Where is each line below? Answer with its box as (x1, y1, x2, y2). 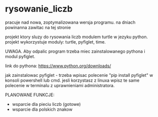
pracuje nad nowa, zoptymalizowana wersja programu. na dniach (5, 19, 136, 25)
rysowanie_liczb (5, 3, 73, 15)
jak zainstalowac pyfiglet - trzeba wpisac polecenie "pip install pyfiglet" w (5, 72, 153, 78)
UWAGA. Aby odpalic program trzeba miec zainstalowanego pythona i (5, 48, 145, 54)
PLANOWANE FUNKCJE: (5, 92, 55, 98)
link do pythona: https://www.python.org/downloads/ (5, 63, 111, 69)
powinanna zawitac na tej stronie (5, 24, 71, 30)
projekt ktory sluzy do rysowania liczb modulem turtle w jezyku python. (5, 34, 148, 40)
